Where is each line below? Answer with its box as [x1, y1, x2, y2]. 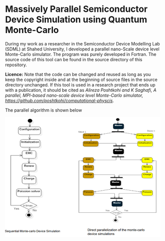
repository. [5, 62, 27, 68]
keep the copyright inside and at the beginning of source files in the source [5, 77, 158, 82]
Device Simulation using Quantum [5, 14, 147, 25]
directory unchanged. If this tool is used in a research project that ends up [5, 81, 156, 87]
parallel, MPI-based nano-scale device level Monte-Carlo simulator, [5, 92, 144, 98]
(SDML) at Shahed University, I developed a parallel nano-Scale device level [5, 46, 160, 52]
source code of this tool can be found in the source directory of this [5, 56, 143, 62]
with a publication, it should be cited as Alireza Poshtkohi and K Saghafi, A [5, 87, 157, 93]
